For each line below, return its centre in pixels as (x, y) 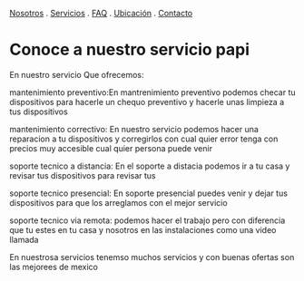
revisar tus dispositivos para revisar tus (83, 175)
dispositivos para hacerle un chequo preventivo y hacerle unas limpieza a (147, 102)
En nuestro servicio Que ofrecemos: (77, 74)
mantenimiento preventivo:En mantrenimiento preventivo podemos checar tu (152, 92)
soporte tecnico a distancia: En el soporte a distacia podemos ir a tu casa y (150, 166)
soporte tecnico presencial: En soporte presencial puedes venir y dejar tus (149, 193)
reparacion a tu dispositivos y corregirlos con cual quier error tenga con (144, 139)
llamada (24, 239)
